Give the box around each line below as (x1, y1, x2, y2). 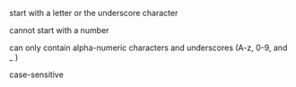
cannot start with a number (9, 25, 109, 35)
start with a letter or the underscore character (9, 8, 178, 18)
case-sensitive (9, 69, 65, 80)
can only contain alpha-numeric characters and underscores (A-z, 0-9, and (9, 42, 288, 53)
